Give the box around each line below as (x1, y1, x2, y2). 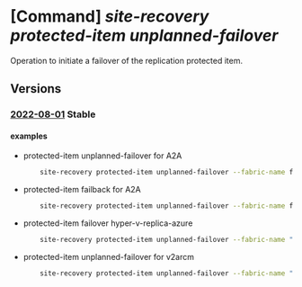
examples (10, 130, 48, 141)
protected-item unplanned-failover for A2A (22, 150, 182, 161)
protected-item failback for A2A (22, 184, 142, 195)
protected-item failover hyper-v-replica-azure (22, 218, 193, 229)
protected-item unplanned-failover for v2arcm (22, 252, 194, 263)
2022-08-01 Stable (10, 108, 96, 121)
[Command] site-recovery (10, 6, 209, 27)
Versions (10, 81, 62, 96)
